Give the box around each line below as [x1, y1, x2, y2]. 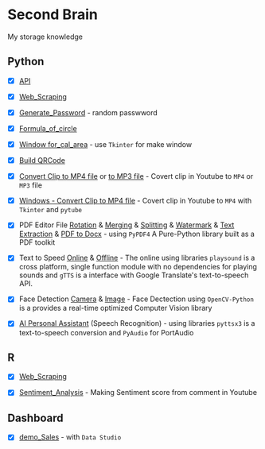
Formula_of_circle [18, 123, 77, 133]
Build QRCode [18, 156, 65, 165]
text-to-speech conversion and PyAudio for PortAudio [18, 327, 194, 337]
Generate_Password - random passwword [18, 107, 158, 117]
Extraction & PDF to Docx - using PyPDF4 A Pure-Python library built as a [18, 229, 255, 239]
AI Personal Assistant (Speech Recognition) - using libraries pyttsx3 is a [18, 319, 255, 328]
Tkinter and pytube [18, 205, 83, 215]
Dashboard [7, 411, 64, 424]
